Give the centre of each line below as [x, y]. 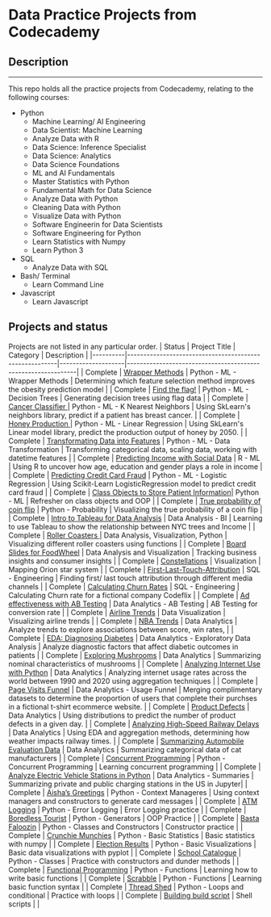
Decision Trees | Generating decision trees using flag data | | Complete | [128, 398]
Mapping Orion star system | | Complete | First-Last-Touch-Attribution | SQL [134, 569]
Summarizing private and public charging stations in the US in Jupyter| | [128, 784]
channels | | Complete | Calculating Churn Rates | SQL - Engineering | [124, 586]
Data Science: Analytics [71, 156]
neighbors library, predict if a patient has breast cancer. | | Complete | [124, 415]
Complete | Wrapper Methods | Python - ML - [161, 372]
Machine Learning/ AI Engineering [89, 121]
